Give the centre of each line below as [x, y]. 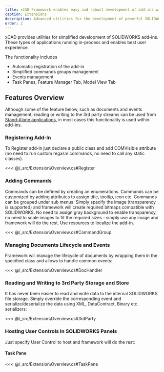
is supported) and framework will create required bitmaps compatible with [80, 207]
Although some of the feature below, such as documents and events [74, 109]
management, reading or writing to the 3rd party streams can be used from [81, 115]
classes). [14, 159]
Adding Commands [29, 181]
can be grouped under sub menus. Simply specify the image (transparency [81, 202]
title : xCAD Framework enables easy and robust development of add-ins [79, 10]
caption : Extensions [26, 14]
